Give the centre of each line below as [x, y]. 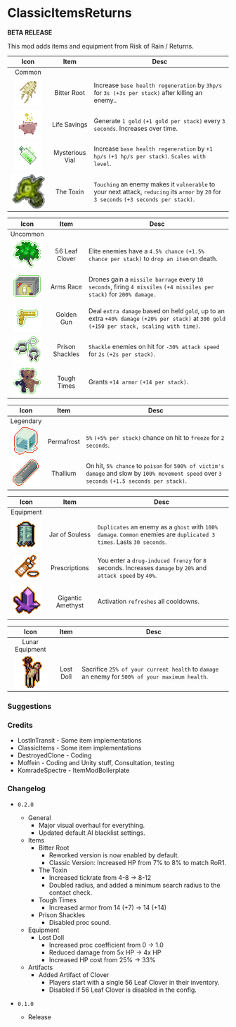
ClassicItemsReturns [70, 13]
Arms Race [66, 286]
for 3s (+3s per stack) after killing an [148, 92]
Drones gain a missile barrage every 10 [146, 279]
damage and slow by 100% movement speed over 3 [154, 474]
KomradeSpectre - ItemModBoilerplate [73, 770]
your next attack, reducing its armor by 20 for [157, 191]
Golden [66, 315]
